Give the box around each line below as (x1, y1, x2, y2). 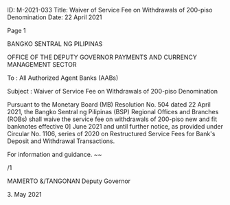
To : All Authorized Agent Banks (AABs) (7, 74, 119, 82)
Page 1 (7, 27, 26, 34)
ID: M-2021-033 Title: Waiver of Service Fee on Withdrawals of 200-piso (7, 6, 213, 14)
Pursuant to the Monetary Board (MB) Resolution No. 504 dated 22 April (7, 100, 211, 109)
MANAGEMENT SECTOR (7, 61, 77, 68)
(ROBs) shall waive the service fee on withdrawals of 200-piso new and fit (7, 115, 218, 123)
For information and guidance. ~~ (7, 151, 102, 158)
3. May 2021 (7, 191, 43, 198)
